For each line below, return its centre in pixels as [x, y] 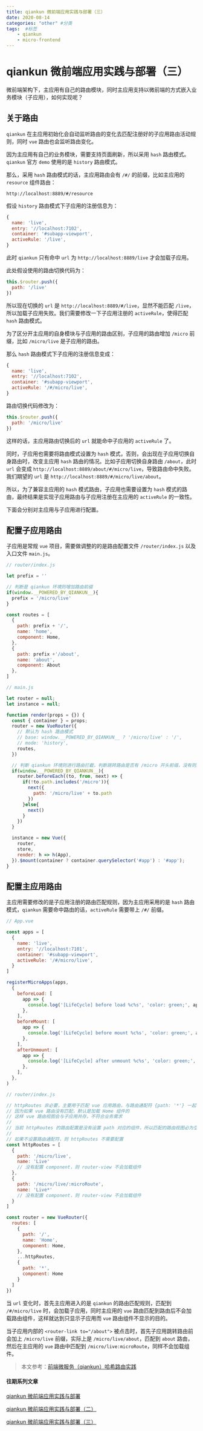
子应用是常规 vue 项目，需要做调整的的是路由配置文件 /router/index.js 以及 [101, 546]
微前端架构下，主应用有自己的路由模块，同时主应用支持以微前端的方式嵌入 [99, 90]
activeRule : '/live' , [39, 240]
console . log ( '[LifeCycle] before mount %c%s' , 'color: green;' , [111, 1033]
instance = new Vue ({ [39, 838]
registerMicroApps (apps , [37, 983]
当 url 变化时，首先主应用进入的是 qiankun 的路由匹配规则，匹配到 [89, 1303]
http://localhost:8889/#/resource [50, 194]
